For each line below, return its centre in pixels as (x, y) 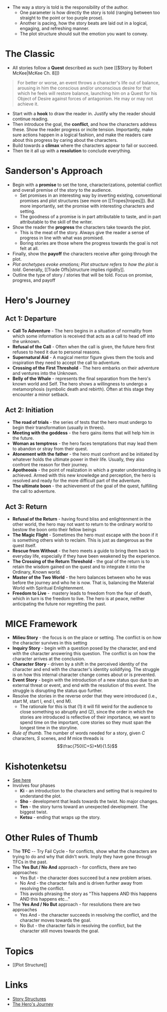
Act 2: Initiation (29, 410)
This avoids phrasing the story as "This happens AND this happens (88, 894)
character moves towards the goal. (55, 920)
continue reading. (30, 119)
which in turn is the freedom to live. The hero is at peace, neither (79, 598)
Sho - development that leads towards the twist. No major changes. (89, 801)
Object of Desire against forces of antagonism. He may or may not (85, 98)
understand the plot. (41, 796)
